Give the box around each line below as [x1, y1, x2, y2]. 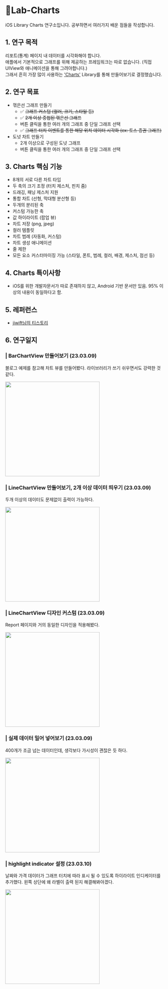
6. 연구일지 [5, 336, 38, 345]
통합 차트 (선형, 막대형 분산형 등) [12, 195, 76, 201]
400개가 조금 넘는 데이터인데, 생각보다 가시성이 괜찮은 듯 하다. [5, 747, 128, 753]
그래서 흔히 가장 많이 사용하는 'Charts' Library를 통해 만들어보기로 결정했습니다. [5, 71, 162, 77]
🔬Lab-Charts [5, 5, 60, 16]
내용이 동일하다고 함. [22, 289, 63, 295]
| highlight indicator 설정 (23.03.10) [5, 860, 92, 867]
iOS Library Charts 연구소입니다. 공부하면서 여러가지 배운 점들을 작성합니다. [5, 22, 155, 28]
